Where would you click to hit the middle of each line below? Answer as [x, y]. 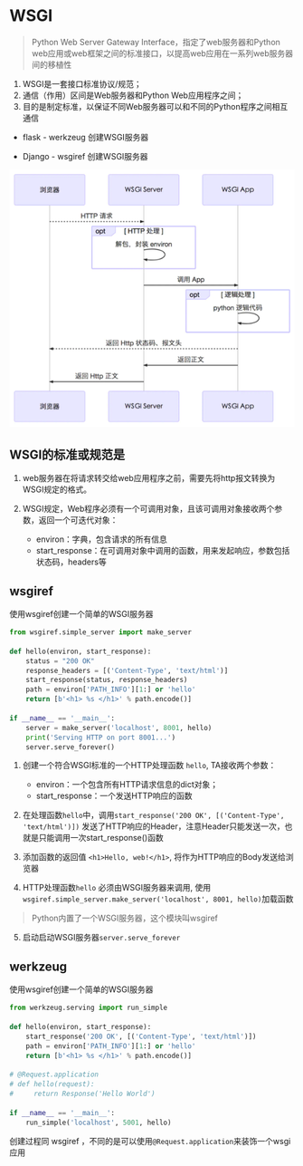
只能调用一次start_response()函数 [101, 838]
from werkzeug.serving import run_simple [89, 1008]
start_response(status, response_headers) [107, 680]
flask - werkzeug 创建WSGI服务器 [85, 137]
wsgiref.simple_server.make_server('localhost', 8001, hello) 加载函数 [158, 899]
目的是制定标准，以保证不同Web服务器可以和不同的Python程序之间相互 [155, 106]
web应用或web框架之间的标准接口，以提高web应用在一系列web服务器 [162, 53]
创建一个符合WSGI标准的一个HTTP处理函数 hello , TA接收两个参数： [149, 766]
